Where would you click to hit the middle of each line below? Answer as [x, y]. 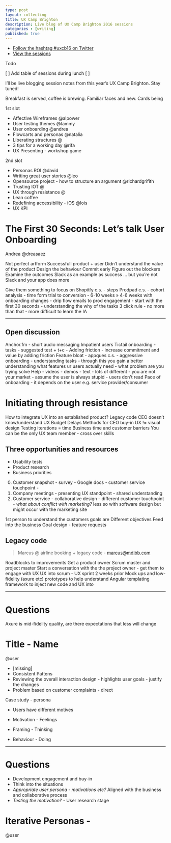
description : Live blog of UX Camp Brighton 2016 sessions [69, 24]
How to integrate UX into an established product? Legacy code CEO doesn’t [85, 417]
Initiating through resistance [67, 403]
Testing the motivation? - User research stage [61, 801]
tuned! [12, 89]
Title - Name [32, 644]
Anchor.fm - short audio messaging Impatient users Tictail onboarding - [81, 344]
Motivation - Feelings [35, 720]
